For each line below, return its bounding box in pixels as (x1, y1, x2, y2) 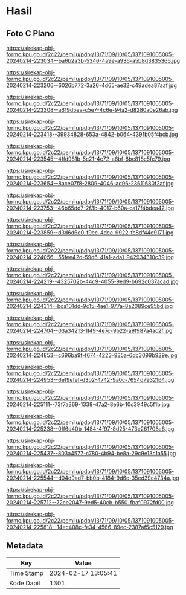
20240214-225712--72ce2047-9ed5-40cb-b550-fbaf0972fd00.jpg (6, 499, 174, 506)
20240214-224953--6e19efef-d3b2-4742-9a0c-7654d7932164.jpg (6, 376, 175, 383)
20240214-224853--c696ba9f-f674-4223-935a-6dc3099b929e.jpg (6, 352, 178, 359)
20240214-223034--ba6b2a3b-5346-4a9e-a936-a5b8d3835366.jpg (6, 57, 180, 64)
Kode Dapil (9, 579, 40, 587)
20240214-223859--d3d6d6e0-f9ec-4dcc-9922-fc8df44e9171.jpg (6, 229, 174, 236)
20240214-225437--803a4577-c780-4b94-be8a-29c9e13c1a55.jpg (6, 450, 176, 457)
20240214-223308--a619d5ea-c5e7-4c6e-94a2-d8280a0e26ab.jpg (6, 106, 178, 113)
